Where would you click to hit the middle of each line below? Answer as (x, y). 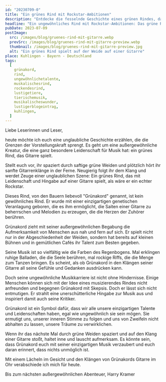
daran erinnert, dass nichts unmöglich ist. (47, 349)
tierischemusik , (31, 97)
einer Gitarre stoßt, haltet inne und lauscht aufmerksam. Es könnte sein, (78, 339)
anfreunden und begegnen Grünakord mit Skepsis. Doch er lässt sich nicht (81, 288)
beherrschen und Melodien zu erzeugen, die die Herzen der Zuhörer (75, 212)
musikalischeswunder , (36, 102)
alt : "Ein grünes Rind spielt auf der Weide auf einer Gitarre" (77, 51)
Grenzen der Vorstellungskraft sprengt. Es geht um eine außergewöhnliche (81, 145)
